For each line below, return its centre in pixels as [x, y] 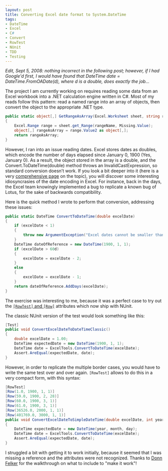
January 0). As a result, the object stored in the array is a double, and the [80, 160]
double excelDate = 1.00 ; [41, 339]
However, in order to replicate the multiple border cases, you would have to [83, 367]
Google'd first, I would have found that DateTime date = [63, 76]
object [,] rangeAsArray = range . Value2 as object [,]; [71, 131]
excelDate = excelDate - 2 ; [52, 258]
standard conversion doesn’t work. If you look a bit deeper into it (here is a [82, 171]
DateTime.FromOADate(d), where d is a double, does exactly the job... [77, 81]
